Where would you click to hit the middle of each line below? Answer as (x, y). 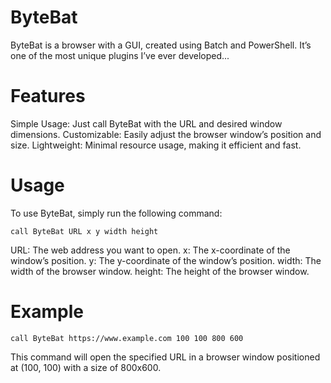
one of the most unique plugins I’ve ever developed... (120, 55)
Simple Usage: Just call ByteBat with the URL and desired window (146, 123)
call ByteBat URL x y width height (84, 231)
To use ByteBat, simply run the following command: (116, 213)
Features (48, 96)
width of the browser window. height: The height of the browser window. (160, 271)
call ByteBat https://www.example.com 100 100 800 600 (127, 338)
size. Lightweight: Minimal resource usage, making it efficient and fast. (156, 145)
